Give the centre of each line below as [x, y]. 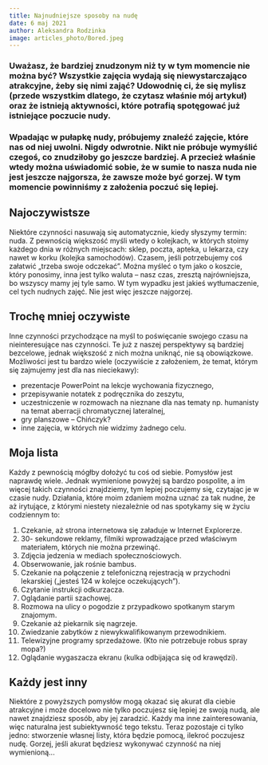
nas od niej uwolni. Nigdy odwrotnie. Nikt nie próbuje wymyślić [134, 147]
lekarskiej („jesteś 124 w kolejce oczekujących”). [100, 581]
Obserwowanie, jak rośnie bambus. [79, 564]
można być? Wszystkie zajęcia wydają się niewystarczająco [128, 76]
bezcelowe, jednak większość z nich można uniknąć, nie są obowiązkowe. [131, 353]
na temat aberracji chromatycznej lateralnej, [93, 410]
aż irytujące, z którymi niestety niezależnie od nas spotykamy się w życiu [130, 506]
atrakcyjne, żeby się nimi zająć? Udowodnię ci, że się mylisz [128, 86]
